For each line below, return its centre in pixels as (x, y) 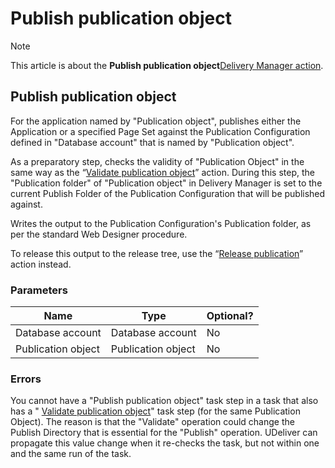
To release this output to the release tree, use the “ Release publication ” (157, 253)
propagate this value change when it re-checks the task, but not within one (165, 443)
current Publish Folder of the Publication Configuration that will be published (168, 193)
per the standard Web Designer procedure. (99, 234)
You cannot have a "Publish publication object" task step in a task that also (164, 401)
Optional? (230, 316)
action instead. (41, 264)
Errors (26, 379)
